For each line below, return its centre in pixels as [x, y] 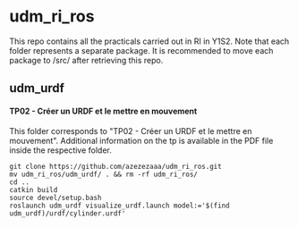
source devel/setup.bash [55, 198]
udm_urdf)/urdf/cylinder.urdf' [68, 213]
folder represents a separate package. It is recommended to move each [141, 50]
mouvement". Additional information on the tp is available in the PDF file [141, 140]
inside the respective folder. [60, 150]
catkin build [34, 189]
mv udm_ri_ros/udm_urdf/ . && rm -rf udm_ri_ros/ [104, 174]
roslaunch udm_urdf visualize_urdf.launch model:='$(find [119, 206]
